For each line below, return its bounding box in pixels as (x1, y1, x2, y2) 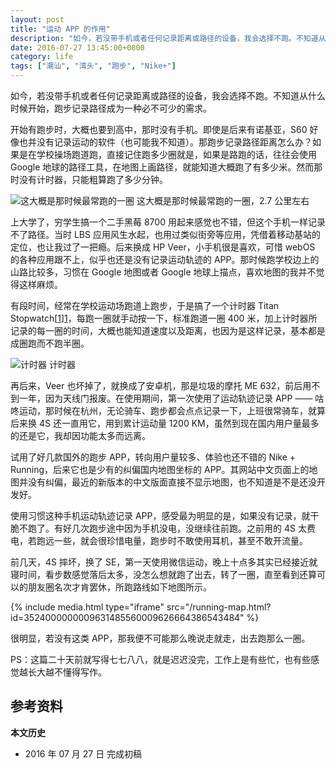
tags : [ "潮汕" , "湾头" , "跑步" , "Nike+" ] (10, 61, 177, 71)
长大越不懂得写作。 (27, 666, 107, 678)
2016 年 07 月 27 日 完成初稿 (24, 747, 143, 760)
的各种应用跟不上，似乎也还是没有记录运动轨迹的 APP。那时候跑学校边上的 (10, 254, 320, 265)
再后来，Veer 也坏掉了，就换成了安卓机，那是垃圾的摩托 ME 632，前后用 (10, 380, 312, 391)
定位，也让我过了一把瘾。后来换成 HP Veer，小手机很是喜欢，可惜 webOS (10, 241, 316, 253)
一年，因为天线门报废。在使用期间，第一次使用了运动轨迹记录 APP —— (18, 392, 313, 404)
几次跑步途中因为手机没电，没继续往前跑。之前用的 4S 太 (71, 522, 307, 534)
